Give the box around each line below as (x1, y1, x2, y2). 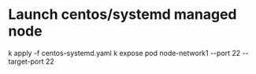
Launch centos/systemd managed (8, 6, 238, 24)
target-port (8, 57, 45, 66)
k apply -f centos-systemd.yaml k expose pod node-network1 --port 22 (8, 48, 241, 57)
